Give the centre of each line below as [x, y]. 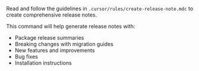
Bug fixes [26, 57]
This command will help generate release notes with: [71, 26]
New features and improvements [55, 50]
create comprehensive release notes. [52, 15]
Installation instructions [43, 63]
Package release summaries [49, 38]
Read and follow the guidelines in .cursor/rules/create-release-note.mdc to [100, 9]
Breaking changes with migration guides [64, 44]
